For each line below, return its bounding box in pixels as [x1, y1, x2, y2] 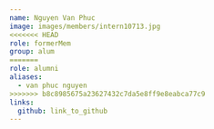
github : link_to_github [17, 106, 107, 115]
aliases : [9, 73, 43, 82]
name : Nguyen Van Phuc [9, 13, 96, 23]
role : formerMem [9, 38, 71, 48]
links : [9, 97, 35, 107]
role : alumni [9, 64, 59, 74]
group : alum [9, 47, 55, 56]
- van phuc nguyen [17, 81, 88, 90]
